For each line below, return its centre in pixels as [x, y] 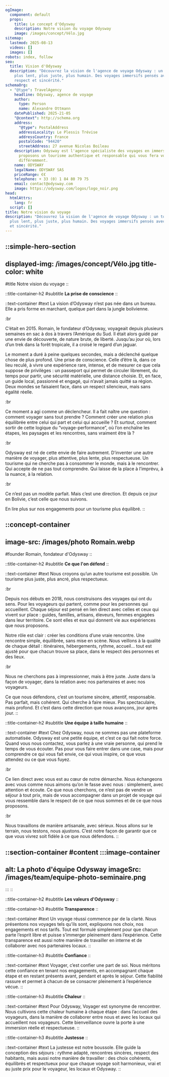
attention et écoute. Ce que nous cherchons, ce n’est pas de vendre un [79, 790]
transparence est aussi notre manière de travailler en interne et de [74, 940]
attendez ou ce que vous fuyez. [38, 759]
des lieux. [15, 657]
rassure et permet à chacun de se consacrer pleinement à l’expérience [78, 981]
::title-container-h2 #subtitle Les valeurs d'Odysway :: [62, 899]
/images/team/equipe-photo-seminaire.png [76, 878]
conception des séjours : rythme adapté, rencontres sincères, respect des [82, 1053]
